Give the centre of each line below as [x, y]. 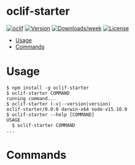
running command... [31, 98]
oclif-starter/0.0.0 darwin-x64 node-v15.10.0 [67, 109]
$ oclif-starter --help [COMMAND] [51, 115]
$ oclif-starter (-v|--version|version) [59, 104]
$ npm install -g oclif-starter [48, 88]
